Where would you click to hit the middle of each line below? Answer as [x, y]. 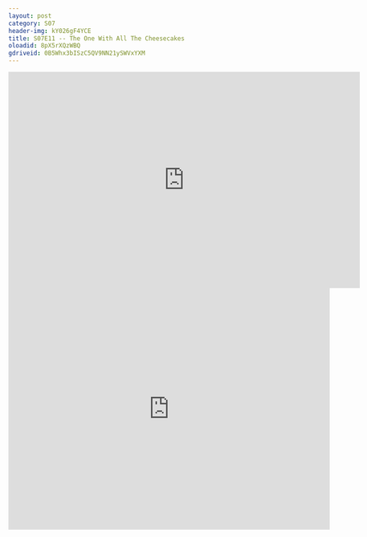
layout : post [30, 16]
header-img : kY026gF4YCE [50, 31]
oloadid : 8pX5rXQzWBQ [45, 46]
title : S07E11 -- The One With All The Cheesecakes [96, 38]
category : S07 [32, 23]
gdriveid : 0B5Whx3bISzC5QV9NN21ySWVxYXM [77, 53]
